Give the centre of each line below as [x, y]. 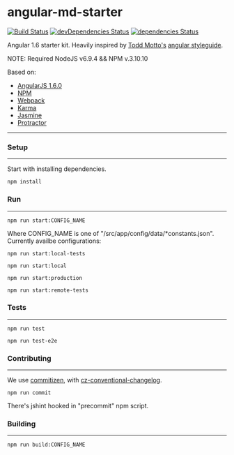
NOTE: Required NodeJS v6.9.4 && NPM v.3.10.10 [78, 58]
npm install [24, 182]
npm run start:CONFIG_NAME [46, 221]
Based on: [22, 72]
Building [22, 424]
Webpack [31, 100]
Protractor [32, 122]
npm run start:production [45, 278]
